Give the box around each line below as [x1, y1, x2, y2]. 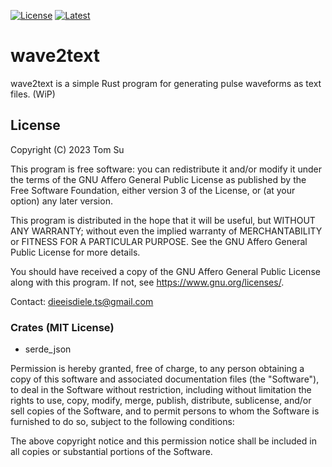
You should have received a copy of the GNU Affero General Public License [10, 265, 321, 277]
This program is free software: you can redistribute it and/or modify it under [10, 163, 322, 175]
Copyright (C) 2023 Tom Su [10, 143, 125, 155]
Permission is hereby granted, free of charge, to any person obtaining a [10, 363, 305, 375]
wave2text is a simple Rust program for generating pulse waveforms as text [10, 77, 322, 89]
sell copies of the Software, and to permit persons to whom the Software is [10, 405, 320, 417]
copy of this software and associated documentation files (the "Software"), [10, 373, 320, 385]
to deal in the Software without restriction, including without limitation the [10, 384, 312, 396]
